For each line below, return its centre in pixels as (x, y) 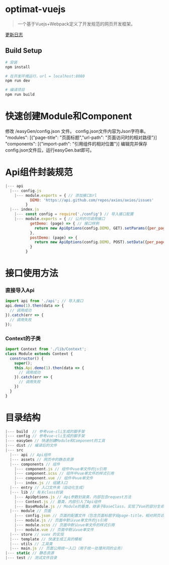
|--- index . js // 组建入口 (41, 483)
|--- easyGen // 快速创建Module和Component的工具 (55, 441)
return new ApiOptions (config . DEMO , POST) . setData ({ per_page (100, 242)
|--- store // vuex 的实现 (37, 534)
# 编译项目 (15, 90)
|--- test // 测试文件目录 (31, 558)
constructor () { (27, 359)
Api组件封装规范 (39, 172)
